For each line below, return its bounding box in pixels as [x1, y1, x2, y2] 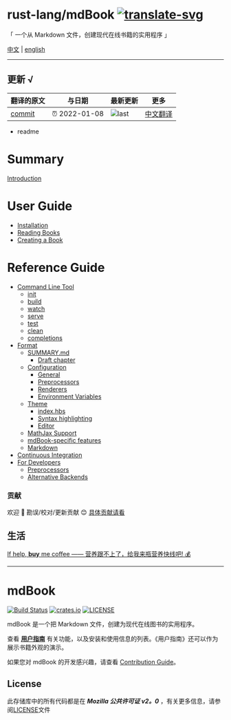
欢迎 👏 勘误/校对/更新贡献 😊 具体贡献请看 [7, 508, 125, 516]
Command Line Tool [16, 282, 74, 290]
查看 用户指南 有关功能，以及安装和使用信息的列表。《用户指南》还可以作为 [7, 634, 219, 643]
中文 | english [7, 45, 45, 53]
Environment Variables [37, 392, 102, 401]
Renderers [37, 385, 67, 393]
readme [16, 127, 39, 136]
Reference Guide [7, 260, 105, 275]
